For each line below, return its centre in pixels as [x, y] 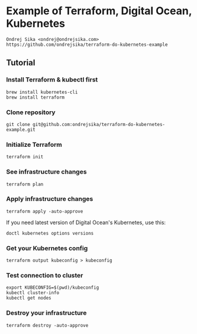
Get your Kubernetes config [47, 248]
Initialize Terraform [34, 144]
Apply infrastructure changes [50, 199]
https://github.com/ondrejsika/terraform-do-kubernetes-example [87, 45]
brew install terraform [35, 97]
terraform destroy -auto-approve [47, 325]
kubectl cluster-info [33, 293]
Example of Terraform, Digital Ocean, [99, 11]
